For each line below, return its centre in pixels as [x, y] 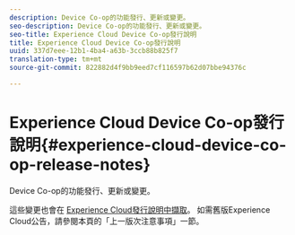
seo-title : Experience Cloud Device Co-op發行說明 [103, 34]
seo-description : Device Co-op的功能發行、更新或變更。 [108, 26]
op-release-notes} [80, 165]
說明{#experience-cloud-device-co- [148, 145]
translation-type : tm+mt [56, 59]
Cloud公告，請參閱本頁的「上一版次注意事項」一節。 [107, 221]
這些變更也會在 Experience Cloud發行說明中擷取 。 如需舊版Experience [140, 209]
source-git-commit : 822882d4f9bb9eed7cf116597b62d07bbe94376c [128, 68]
